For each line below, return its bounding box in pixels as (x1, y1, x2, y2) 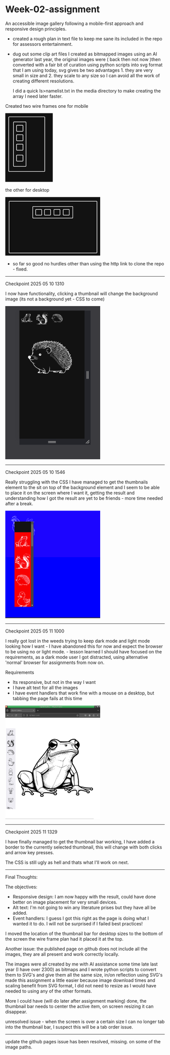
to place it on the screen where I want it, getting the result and (5, 490, 135, 496)
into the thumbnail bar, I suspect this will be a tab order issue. (5, 1024, 133, 1030)
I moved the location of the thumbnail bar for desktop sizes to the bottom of (5, 930, 163, 937)
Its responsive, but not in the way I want (12, 679, 96, 685)
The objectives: (5, 884, 38, 890)
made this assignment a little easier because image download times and (5, 977, 155, 983)
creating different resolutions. (12, 78, 74, 84)
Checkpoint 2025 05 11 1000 (5, 628, 65, 634)
